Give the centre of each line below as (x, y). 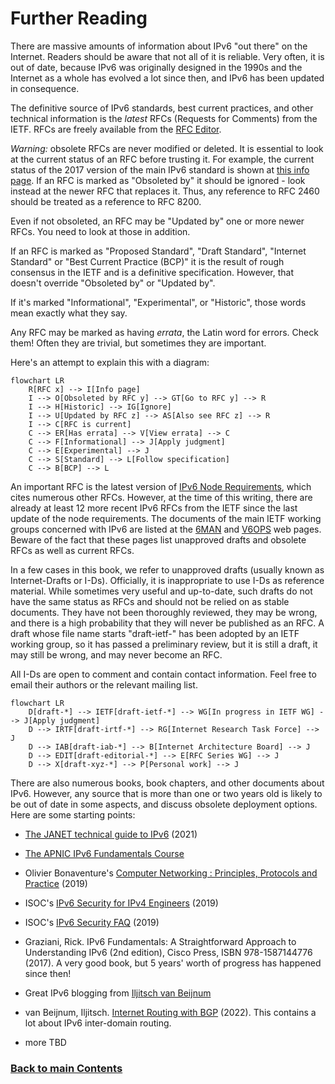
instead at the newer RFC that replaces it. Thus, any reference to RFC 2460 (165, 191)
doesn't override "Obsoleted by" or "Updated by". (113, 283)
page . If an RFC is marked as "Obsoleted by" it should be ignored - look (158, 180)
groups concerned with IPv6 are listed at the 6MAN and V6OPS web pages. (166, 529)
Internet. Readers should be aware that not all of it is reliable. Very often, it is (167, 56)
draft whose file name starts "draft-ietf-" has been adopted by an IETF (155, 633)
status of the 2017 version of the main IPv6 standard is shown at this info (160, 169)
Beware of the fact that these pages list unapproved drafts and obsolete (158, 539)
